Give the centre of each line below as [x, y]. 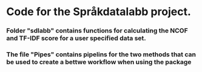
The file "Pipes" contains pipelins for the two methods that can [101, 54]
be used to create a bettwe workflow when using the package [99, 62]
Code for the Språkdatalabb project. [99, 12]
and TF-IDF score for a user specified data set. [76, 38]
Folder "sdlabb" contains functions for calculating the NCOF [97, 31]
